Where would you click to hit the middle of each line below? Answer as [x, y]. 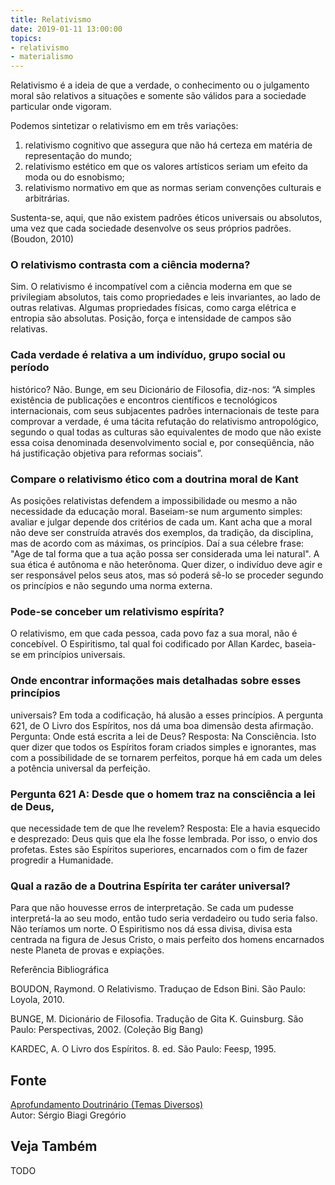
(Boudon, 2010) [42, 239]
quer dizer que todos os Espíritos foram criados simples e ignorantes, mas [163, 747]
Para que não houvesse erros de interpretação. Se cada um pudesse [152, 908]
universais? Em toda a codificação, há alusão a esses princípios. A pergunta [167, 715]
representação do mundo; [78, 156]
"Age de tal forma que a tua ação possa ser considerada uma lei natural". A [165, 554]
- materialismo [42, 57]
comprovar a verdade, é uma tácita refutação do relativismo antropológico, [165, 421]
